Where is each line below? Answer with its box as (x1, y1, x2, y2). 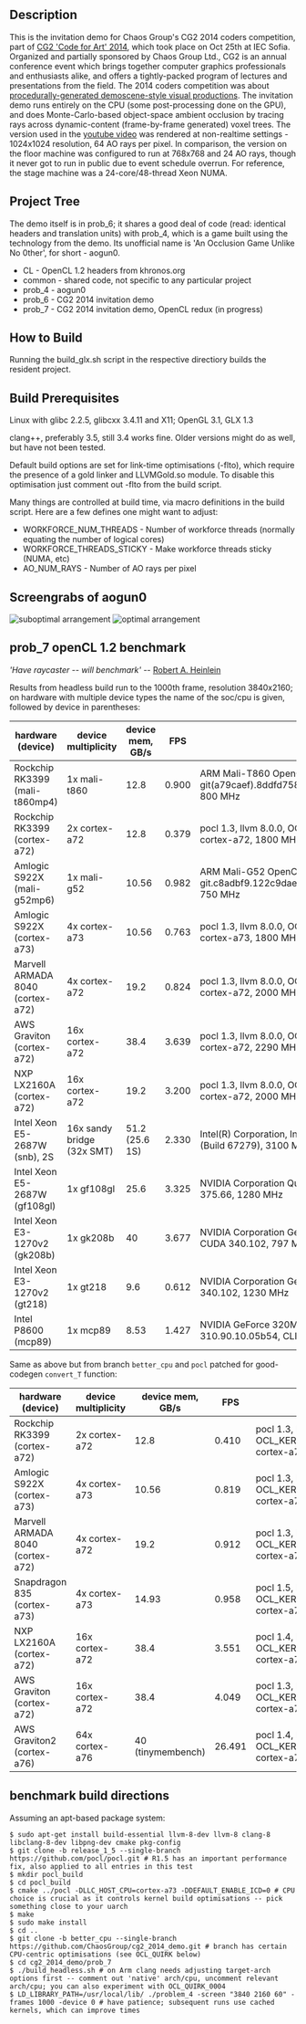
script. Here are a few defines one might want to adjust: (9, 507, 219, 518)
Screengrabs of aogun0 (9, 589, 148, 605)
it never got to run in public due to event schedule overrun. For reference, (9, 157, 285, 168)
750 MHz (199, 887, 241, 900)
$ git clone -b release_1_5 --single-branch (9, 1846, 181, 1855)
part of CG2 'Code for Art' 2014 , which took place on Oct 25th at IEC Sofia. (9, 41, 291, 52)
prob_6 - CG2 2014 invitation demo (22, 294, 155, 305)
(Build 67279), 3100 (199, 1138, 290, 1151)
